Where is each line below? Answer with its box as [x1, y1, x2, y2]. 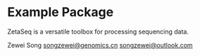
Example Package [7, 4, 114, 20]
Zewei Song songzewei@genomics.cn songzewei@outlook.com [7, 41, 193, 49]
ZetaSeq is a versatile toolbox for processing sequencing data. [7, 27, 189, 36]
